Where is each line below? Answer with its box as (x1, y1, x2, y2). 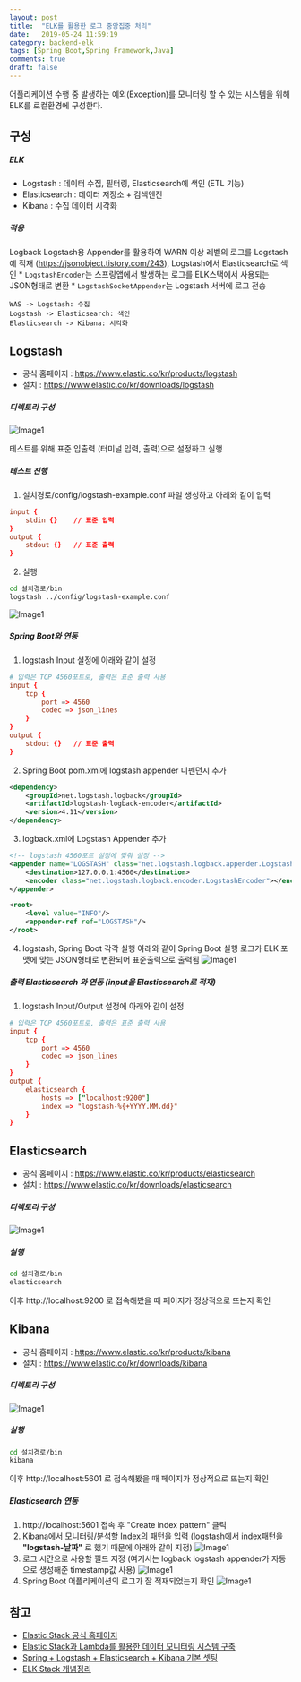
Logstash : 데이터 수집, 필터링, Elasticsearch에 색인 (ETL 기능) (21, 178, 245, 189)
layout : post (9, 13, 58, 22)
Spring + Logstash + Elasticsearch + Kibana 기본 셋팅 (21, 1652, 218, 1663)
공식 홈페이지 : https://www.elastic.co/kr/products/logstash (21, 368, 238, 379)
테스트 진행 (9, 465, 47, 476)
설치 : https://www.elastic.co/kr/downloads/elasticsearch (21, 1180, 233, 1190)
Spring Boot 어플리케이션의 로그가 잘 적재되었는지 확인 (21, 1575, 215, 1586)
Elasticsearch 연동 (9, 1495, 79, 1506)
